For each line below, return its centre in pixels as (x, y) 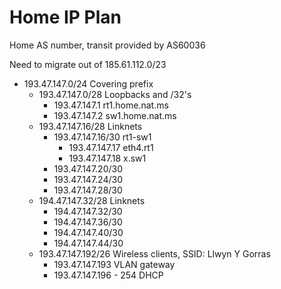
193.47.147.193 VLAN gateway (114, 264)
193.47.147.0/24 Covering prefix (88, 83)
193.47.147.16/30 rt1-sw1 (102, 137)
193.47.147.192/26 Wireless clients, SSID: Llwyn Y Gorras (154, 253)
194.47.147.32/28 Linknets (92, 200)
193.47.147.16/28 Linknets (90, 126)
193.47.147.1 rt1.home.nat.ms (111, 105)
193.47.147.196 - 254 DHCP (108, 275)
